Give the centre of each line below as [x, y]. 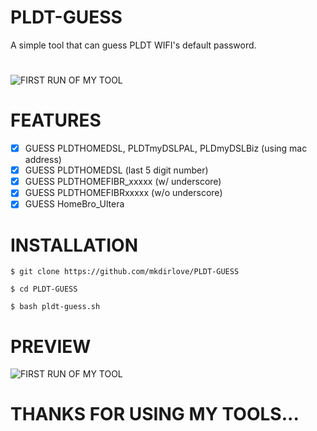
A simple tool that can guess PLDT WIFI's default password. [133, 45]
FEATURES [56, 120]
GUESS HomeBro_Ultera [74, 204]
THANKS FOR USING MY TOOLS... [155, 414]
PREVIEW [51, 346]
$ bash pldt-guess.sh [55, 307]
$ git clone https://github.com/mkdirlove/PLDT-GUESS [125, 272]
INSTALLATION [74, 245]
